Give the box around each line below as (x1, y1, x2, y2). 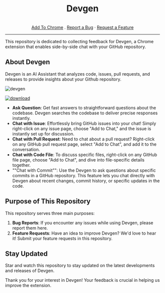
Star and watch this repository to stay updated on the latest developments (5, 263, 155, 268)
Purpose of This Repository (5, 197, 91, 206)
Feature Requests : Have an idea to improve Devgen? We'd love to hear (12, 230, 156, 236)
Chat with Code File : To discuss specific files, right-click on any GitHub (12, 152, 157, 158)
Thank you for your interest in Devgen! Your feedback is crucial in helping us (5, 277, 160, 283)
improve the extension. (5, 283, 52, 289)
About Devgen (5, 58, 50, 66)
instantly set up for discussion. (12, 131, 75, 136)
